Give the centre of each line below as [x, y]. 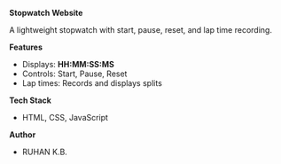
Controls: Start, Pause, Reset [74, 74]
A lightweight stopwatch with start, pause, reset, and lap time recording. [141, 30]
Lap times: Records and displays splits [92, 83]
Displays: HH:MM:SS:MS [68, 64]
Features [26, 47]
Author [23, 135]
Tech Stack [30, 100]
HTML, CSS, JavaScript [65, 117]
